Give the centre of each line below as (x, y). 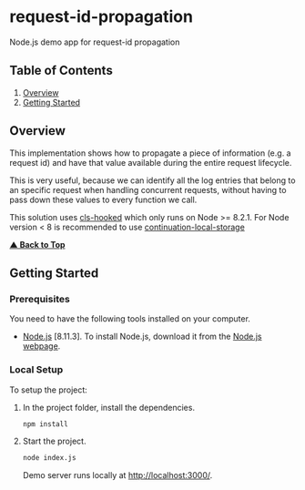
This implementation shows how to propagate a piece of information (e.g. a (150, 153)
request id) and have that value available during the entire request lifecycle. (151, 162)
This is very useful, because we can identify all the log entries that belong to (152, 180)
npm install (45, 424)
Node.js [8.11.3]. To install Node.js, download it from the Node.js (142, 337)
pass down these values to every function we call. (103, 199)
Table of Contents (61, 71)
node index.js (49, 458)
